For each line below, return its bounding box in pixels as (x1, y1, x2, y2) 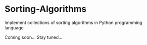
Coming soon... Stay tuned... (4, 34, 63, 40)
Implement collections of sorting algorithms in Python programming (4, 20, 143, 25)
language (4, 24, 24, 30)
